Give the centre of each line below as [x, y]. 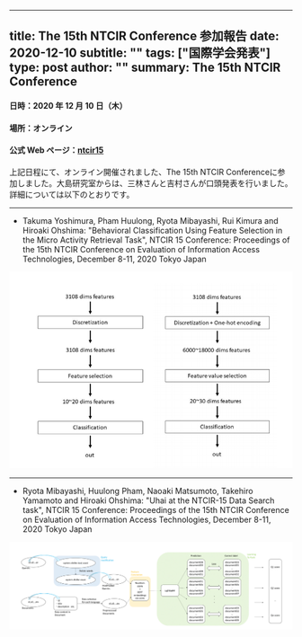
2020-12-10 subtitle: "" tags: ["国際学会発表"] [140, 53]
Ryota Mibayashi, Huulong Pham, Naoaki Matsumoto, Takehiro [138, 491]
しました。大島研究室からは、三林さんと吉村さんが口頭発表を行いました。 [155, 183]
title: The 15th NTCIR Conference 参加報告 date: [145, 36]
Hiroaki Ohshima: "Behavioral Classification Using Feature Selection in [152, 230]
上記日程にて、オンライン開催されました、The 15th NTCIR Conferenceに [144, 172]
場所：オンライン [41, 128]
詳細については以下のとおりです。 [72, 194]
